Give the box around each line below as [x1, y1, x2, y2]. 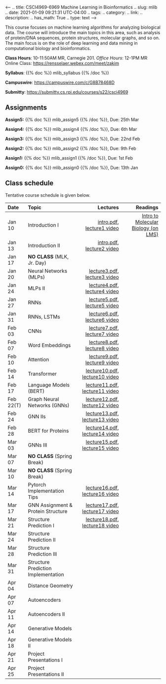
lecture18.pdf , [85, 515, 120, 522]
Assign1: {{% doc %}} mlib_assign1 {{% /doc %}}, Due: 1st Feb [5, 155, 133, 161]
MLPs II [28, 285, 45, 291]
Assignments [5, 104, 47, 112]
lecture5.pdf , [88, 296, 120, 303]
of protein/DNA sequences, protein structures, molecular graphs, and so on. [5, 35, 160, 41]
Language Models [28, 381, 70, 388]
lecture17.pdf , [85, 502, 120, 509]
